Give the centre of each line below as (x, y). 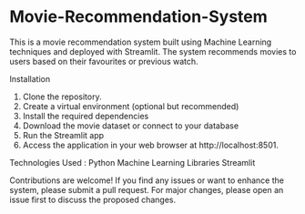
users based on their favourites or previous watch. (104, 61)
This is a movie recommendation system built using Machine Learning (141, 42)
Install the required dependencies (86, 116)
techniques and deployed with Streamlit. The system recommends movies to (153, 51)
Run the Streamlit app (63, 135)
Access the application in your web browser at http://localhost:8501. (151, 145)
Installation (30, 78)
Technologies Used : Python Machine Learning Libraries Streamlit (132, 162)
